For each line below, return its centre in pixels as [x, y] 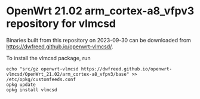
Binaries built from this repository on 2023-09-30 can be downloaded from [99, 40]
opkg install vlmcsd [32, 90]
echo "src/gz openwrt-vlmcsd [42, 69]
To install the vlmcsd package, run [48, 58]
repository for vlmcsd [61, 24]
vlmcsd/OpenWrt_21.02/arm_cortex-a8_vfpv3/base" [68, 74]
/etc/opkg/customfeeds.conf [41, 79]
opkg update [21, 85]
